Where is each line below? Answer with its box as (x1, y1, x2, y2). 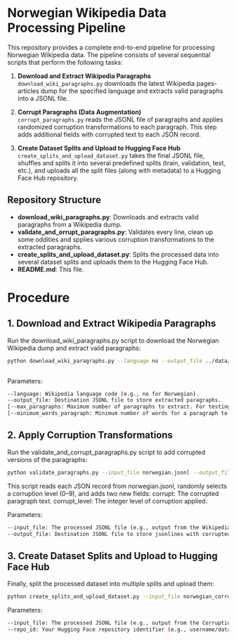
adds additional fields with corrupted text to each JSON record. (17, 130, 202, 139)
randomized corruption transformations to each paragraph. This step (17, 122, 217, 131)
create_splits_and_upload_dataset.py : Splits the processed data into (17, 250, 219, 258)
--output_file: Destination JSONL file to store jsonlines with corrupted (7, 530, 231, 537)
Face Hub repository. (17, 174, 79, 182)
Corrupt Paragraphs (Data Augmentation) (17, 108, 142, 116)
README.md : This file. (17, 265, 84, 274)
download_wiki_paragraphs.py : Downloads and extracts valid (17, 212, 199, 221)
